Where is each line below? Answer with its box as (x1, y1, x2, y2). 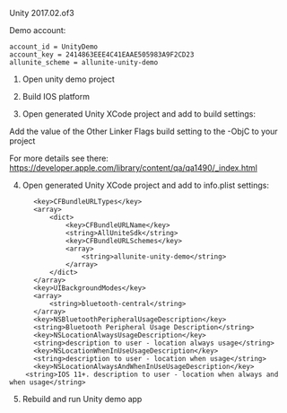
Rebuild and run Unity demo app (22, 394, 143, 404)
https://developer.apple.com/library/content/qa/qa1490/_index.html (9, 163, 258, 173)
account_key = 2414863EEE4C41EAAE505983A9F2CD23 (9, 50, 195, 59)
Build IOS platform (22, 92, 90, 101)
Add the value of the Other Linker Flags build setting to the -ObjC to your (9, 126, 278, 136)
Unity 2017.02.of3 (9, 8, 74, 18)
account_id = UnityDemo (9, 42, 99, 51)
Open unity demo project (22, 74, 115, 84)
